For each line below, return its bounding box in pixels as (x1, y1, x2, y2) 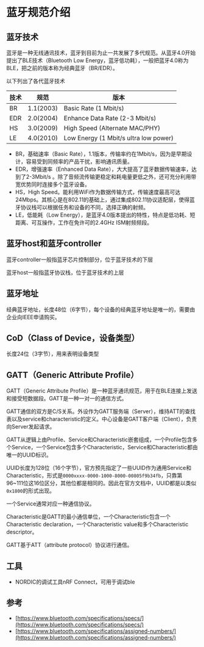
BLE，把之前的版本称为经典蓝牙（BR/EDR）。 (6, 65, 119, 71)
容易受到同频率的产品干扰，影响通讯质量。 (26, 158, 133, 165)
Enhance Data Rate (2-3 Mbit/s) (63, 114, 157, 122)
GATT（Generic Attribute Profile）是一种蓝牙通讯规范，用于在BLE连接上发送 (6, 387, 198, 394)
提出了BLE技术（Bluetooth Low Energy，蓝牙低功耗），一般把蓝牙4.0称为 (6, 57, 189, 64)
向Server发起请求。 (6, 423, 55, 430)
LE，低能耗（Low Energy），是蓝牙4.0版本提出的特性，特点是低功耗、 (15, 211, 191, 219)
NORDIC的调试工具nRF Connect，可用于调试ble (15, 578, 135, 586)
